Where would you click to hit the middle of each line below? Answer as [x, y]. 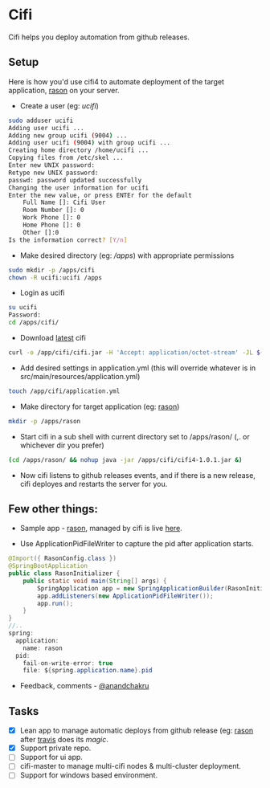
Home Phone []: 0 [52, 225]
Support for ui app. [51, 757]
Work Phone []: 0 [52, 218]
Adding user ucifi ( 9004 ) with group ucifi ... [90, 143]
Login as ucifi [42, 293]
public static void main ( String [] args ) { [95, 581]
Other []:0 [41, 232]
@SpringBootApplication [48, 566]
